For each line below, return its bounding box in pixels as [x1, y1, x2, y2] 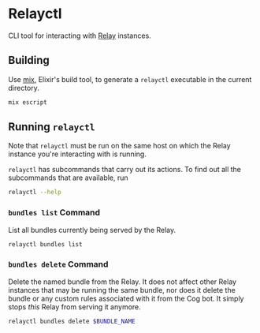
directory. [8, 83, 39, 92]
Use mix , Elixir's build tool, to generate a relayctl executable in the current [8, 74, 252, 84]
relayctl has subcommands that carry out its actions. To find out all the [8, 165, 242, 174]
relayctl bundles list [8, 240, 83, 249]
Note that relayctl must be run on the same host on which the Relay [8, 141, 231, 151]
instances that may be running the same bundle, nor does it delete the [8, 285, 236, 294]
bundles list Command [8, 207, 101, 218]
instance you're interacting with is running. [8, 149, 147, 159]
